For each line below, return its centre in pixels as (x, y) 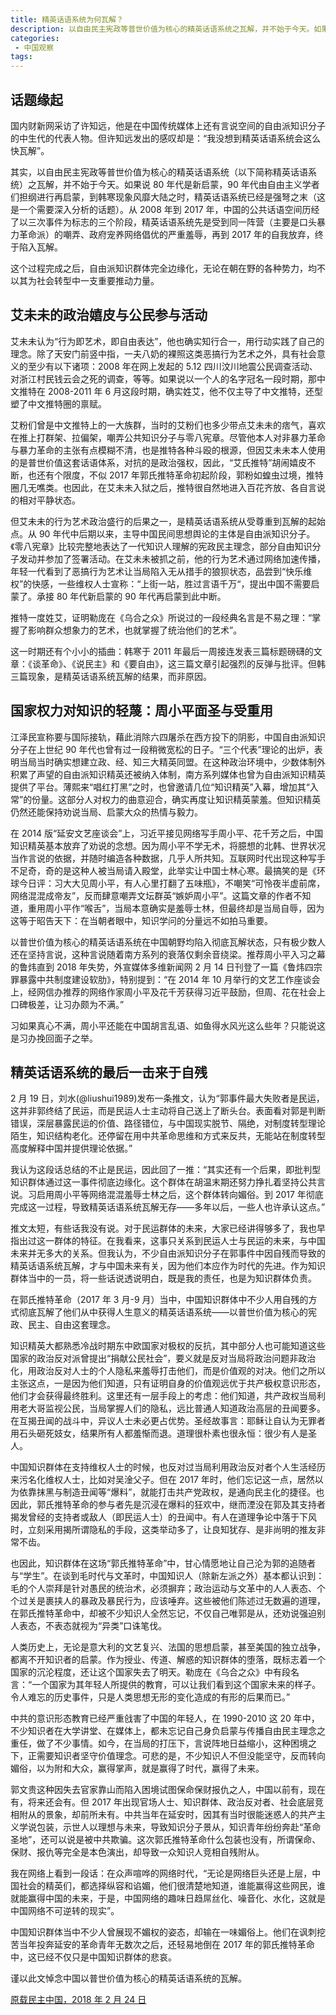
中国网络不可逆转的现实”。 (65, 1911)
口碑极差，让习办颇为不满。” (67, 1004)
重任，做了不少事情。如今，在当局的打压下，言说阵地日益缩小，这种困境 (159, 1743)
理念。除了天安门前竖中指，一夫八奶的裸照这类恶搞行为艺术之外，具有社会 (163, 353)
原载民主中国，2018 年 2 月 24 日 (78, 2000)
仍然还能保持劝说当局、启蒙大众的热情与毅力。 (106, 812)
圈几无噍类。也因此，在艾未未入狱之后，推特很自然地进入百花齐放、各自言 (163, 487)
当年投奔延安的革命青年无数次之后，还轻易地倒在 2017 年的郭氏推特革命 (166, 1945)
